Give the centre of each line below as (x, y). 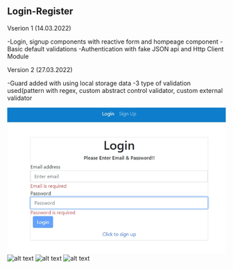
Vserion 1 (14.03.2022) (39, 28)
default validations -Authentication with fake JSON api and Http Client (124, 49)
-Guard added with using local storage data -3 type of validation (99, 83)
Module (18, 56)
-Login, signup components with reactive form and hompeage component (113, 42)
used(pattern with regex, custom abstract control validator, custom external (115, 90)
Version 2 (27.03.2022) (40, 69)
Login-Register (40, 11)
